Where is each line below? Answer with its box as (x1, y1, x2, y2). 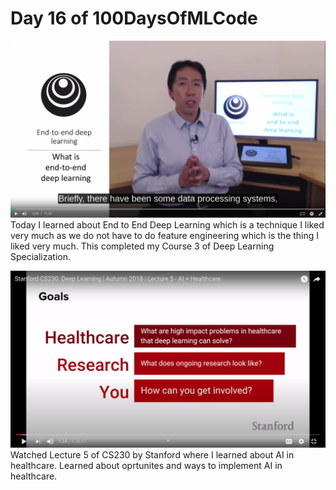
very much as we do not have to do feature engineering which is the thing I (10, 229, 320, 241)
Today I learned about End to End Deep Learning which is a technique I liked (10, 218, 325, 231)
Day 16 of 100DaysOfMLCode (10, 7, 258, 30)
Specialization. (10, 250, 72, 262)
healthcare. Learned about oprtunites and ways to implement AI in (10, 459, 283, 471)
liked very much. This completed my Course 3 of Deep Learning (10, 240, 275, 252)
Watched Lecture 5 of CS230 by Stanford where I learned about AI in (10, 448, 295, 461)
